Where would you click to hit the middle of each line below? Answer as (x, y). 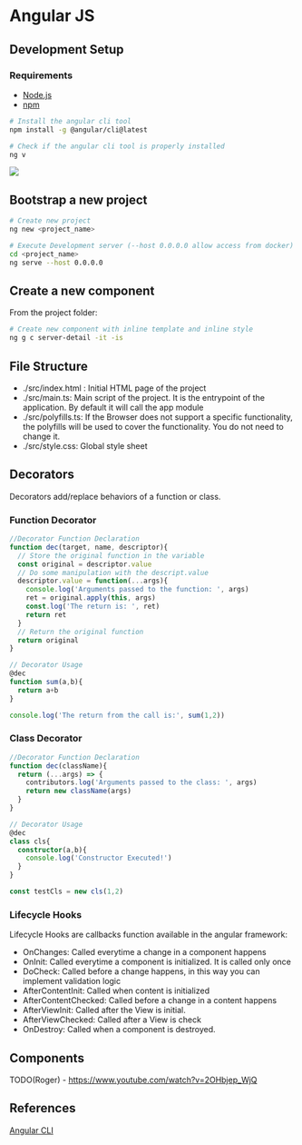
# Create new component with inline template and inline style (132, 329)
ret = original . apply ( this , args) (91, 598)
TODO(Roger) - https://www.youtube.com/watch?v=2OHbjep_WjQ (133, 1080)
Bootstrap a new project (78, 199)
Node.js (37, 95)
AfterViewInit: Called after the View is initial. (104, 1011)
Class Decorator (46, 739)
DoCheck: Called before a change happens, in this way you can (141, 971)
